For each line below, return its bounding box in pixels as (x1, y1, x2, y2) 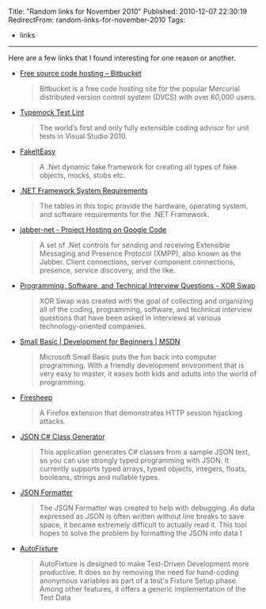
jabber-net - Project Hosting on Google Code (19, 225, 167, 234)
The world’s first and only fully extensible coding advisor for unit (39, 123, 249, 132)
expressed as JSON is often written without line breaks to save (39, 512, 245, 521)
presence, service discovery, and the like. (39, 265, 176, 275)
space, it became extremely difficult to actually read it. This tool (39, 520, 247, 529)
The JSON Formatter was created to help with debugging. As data (39, 503, 255, 512)
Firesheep (19, 393, 53, 402)
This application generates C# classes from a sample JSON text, (39, 447, 250, 456)
